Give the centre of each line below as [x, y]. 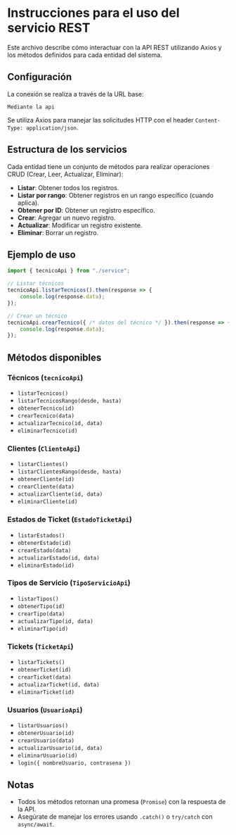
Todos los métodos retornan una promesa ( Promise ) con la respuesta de [122, 802]
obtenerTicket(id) [44, 670]
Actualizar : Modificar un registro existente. [80, 225]
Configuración [40, 77]
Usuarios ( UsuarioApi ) [45, 710]
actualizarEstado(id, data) [58, 558]
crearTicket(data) [44, 677]
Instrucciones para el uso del [94, 13]
